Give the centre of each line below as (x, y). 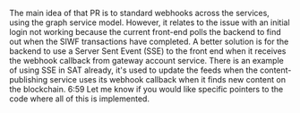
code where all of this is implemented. (80, 99)
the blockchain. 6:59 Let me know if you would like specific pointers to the (146, 89)
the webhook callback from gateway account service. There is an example (146, 61)
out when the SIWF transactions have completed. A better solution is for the (149, 41)
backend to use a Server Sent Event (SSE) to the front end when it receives (148, 51)
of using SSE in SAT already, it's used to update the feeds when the (133, 70)
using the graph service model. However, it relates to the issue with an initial (150, 22)
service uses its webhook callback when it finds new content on (168, 79)
